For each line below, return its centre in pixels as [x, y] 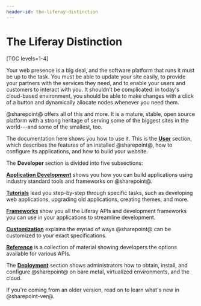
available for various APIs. [39, 253]
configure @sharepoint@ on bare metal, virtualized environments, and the [98, 272]
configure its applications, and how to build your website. [77, 151]
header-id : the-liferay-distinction [52, 12]
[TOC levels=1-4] [27, 59]
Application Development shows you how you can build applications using [100, 174]
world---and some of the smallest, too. [54, 127]
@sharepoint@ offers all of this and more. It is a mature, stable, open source [101, 114]
